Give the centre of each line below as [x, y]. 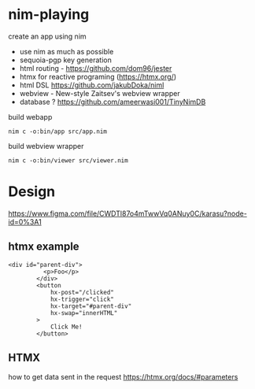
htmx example [44, 247]
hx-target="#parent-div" [91, 306]
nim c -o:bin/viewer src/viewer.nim [68, 160]
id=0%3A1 [25, 221]
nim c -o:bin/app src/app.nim [58, 132]
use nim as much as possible [67, 51]
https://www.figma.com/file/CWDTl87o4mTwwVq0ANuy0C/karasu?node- [128, 213]
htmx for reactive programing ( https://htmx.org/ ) [98, 76]
